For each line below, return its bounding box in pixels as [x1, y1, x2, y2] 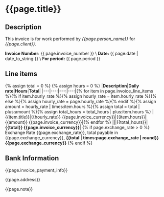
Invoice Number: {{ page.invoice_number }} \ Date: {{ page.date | [5, 50, 139, 56]
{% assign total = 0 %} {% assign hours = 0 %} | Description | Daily [5, 83, 140, 88]
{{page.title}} [5, 3, 61, 15]
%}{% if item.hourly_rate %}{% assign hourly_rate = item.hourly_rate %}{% [5, 93, 157, 99]
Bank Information [5, 154, 59, 162]
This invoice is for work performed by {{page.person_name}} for [5, 36, 136, 42]
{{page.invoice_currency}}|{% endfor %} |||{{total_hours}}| [28, 119, 148, 125]
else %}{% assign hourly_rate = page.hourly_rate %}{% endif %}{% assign [5, 98, 157, 104]
